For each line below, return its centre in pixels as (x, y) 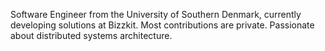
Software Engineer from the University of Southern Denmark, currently (156, 14)
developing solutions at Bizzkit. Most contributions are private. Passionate (162, 25)
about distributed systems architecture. (91, 35)
